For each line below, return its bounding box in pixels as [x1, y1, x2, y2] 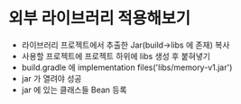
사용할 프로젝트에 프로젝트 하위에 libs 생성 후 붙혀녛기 [21, 50, 211, 61]
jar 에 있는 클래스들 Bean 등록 [21, 84, 127, 95]
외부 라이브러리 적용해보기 [8, 8, 191, 29]
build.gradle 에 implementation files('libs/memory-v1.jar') [21, 62, 233, 73]
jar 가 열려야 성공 [21, 73, 82, 83]
